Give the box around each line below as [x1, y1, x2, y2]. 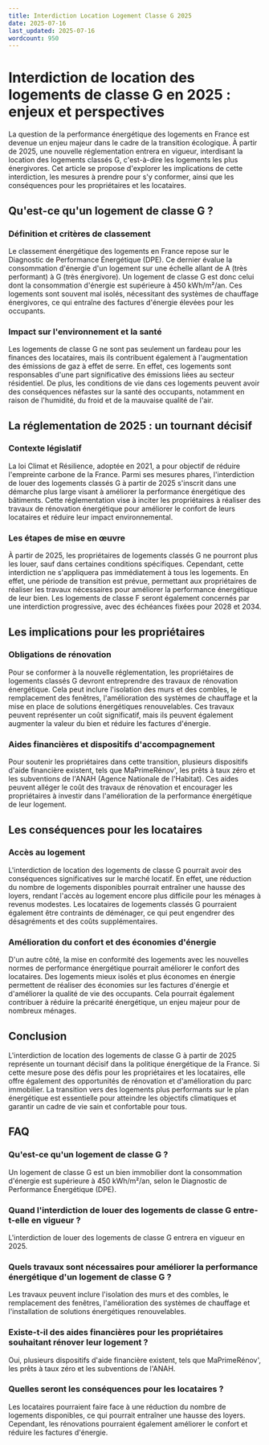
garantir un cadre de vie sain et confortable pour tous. [8, 1101, 187, 1111]
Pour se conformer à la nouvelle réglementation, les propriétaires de [8, 667, 234, 677]
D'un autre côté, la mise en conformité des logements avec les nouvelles [8, 955, 249, 965]
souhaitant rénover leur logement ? [8, 1337, 149, 1348]
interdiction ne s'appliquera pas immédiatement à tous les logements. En [8, 568, 249, 578]
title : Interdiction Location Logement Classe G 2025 [8, 11, 193, 20]
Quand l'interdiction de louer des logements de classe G [8, 1204, 232, 1215]
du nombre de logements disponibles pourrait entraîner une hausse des [8, 882, 246, 892]
